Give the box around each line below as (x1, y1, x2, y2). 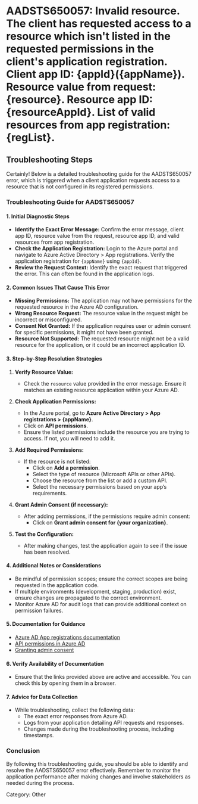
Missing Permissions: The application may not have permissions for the (14, 297, 192, 305)
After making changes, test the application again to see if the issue (23, 542, 187, 549)
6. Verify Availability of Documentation (6, 660, 104, 667)
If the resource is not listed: (23, 458, 91, 465)
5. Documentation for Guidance (6, 620, 86, 628)
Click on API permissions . (23, 422, 88, 429)
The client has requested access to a (6, 17, 191, 30)
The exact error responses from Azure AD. (23, 713, 128, 720)
